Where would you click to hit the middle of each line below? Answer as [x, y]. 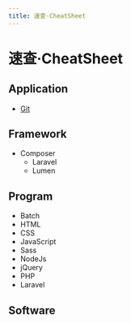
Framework [38, 134]
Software [32, 310]
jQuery [31, 268]
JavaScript [38, 242]
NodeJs [33, 259]
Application [38, 89]
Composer [38, 153]
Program [31, 196]
